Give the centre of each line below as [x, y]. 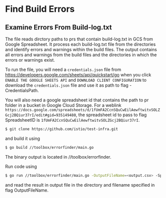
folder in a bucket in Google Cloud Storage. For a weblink [63, 105]
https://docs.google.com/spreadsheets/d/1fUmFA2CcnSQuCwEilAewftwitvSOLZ [83, 110]
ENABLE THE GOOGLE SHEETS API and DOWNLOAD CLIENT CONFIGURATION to [76, 80]
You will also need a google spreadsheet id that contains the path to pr [77, 100]
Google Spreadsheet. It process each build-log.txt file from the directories [81, 44]
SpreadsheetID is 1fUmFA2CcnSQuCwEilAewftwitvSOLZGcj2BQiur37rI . [72, 120]
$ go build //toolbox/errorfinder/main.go [49, 147]
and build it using [23, 138]
